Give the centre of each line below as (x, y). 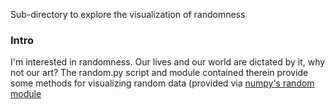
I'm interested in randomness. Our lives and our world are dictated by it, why (168, 62)
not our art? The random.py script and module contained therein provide (159, 73)
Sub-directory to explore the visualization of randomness (128, 14)
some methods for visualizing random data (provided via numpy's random (162, 83)
